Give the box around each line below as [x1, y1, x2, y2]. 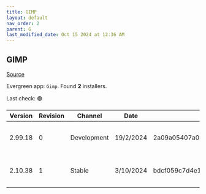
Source [6, 70, 25, 78]
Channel [77, 111, 102, 120]
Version [9, 111, 33, 120]
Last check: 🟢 [6, 94, 43, 102]
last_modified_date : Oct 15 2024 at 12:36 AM [6, 32, 124, 38]
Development [70, 133, 109, 141]
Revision [39, 111, 65, 120]
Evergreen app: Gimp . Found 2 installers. [6, 82, 107, 89]
